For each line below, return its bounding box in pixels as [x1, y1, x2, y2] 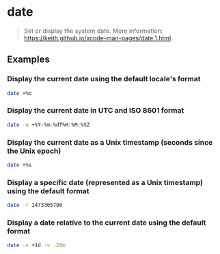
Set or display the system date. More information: [23, 27, 163, 35]
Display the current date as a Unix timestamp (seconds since [7, 137, 213, 147]
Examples [7, 54, 50, 66]
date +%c [7, 89, 32, 96]
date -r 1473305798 [7, 202, 63, 209]
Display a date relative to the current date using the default [7, 218, 206, 227]
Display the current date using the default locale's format [7, 74, 201, 84]
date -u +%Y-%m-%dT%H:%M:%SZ [7, 121, 90, 128]
